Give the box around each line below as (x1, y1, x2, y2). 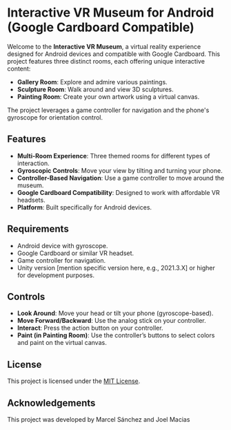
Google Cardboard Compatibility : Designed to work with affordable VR (17, 188, 220, 196)
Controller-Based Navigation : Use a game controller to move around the (17, 174, 225, 182)
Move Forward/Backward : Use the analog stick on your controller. (17, 317, 206, 325)
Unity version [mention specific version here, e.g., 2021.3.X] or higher (17, 263, 215, 272)
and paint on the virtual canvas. (17, 339, 107, 347)
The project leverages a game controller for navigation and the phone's (7, 106, 210, 114)
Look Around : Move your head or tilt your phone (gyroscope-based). (17, 309, 214, 317)
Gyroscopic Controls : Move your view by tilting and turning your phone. (17, 166, 223, 174)
